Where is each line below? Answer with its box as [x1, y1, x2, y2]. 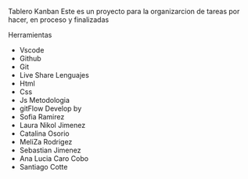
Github [19, 54, 41, 63]
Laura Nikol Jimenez [19, 121, 86, 130]
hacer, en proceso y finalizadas [8, 15, 110, 24]
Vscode [19, 46, 45, 54]
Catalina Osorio [19, 129, 70, 138]
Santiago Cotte [19, 163, 68, 171]
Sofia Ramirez [19, 112, 65, 121]
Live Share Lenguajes [19, 71, 90, 79]
